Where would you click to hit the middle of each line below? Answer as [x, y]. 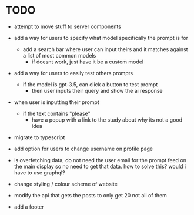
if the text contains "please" [56, 113]
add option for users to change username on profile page [83, 149]
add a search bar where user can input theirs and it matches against [106, 49]
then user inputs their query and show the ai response [97, 90]
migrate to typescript [39, 137]
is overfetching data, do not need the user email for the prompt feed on [100, 160]
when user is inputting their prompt [56, 102]
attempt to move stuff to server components [67, 26]
